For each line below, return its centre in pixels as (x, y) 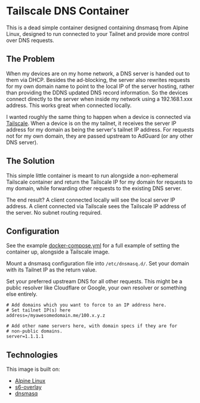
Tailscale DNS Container (68, 11)
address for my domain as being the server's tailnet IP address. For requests (100, 129)
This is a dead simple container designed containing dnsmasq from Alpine (97, 28)
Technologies (32, 355)
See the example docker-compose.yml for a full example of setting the (93, 246)
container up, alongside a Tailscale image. (58, 252)
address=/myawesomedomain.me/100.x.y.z (56, 316)
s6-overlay (28, 387)
